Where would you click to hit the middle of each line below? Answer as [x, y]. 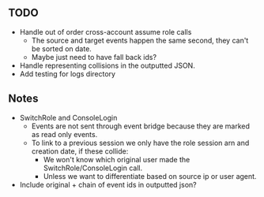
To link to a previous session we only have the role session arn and [140, 143]
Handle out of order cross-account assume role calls [106, 32]
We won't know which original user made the [117, 159]
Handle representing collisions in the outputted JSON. [107, 65]
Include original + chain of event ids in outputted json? [108, 184]
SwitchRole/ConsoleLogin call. [93, 168]
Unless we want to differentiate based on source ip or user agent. [150, 176]
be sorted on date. [62, 48]
